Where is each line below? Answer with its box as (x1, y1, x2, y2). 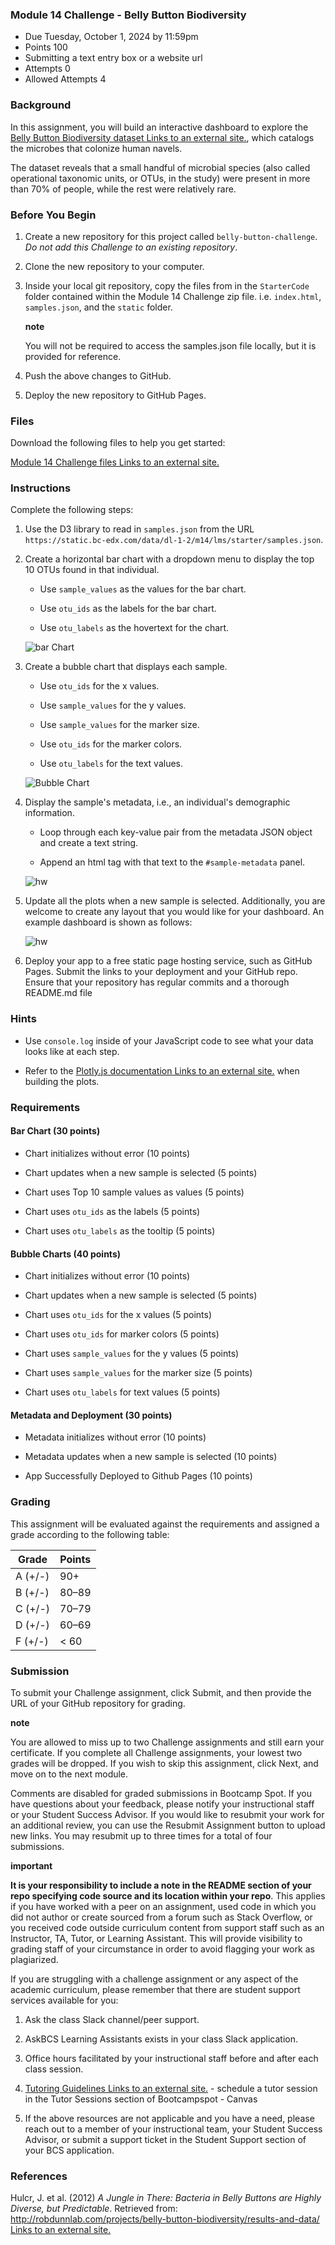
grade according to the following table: (10, 1528, 170, 1540)
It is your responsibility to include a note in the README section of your (10, 1879, 312, 1891)
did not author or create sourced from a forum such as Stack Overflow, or (10, 1911, 313, 1923)
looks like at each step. (24, 1045, 120, 1057)
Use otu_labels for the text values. (39, 758, 184, 770)
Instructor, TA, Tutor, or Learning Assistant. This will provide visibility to (10, 1932, 303, 1944)
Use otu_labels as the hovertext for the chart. (39, 622, 230, 634)
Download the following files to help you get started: (10, 437, 226, 449)
